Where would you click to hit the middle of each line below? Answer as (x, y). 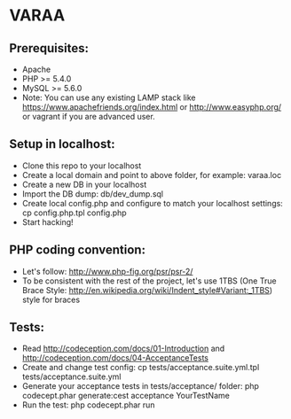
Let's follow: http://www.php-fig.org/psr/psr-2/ (107, 271)
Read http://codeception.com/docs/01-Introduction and (123, 349)
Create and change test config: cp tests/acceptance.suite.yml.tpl (141, 368)
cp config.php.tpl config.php (74, 213)
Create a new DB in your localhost (84, 184)
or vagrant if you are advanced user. (88, 116)
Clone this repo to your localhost (82, 166)
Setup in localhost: (62, 144)
